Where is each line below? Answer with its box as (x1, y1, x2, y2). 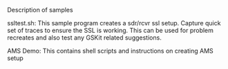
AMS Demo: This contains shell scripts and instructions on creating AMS (7, 47, 214, 55)
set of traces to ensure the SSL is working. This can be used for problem (7, 27, 214, 34)
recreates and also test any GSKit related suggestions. (7, 33, 162, 42)
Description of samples (7, 6, 74, 14)
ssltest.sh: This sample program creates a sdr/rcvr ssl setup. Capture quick (7, 19, 221, 27)
